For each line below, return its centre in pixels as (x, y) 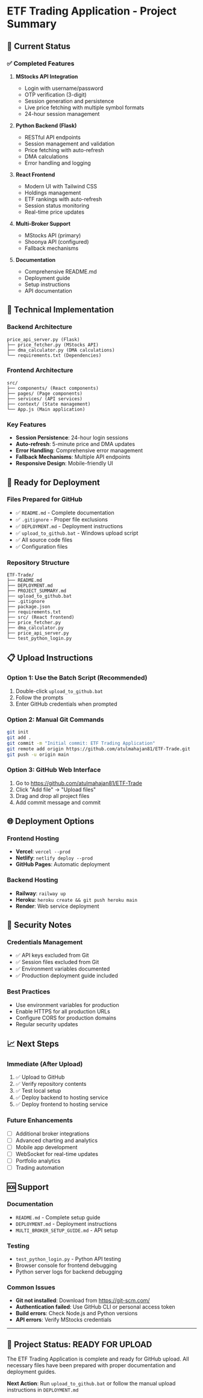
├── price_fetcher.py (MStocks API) (53, 345)
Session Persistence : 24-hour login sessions (72, 438)
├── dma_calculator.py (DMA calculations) (61, 350)
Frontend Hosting (33, 838)
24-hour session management (62, 113)
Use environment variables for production (67, 1005)
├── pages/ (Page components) (45, 394)
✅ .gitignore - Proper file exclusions (61, 519)
